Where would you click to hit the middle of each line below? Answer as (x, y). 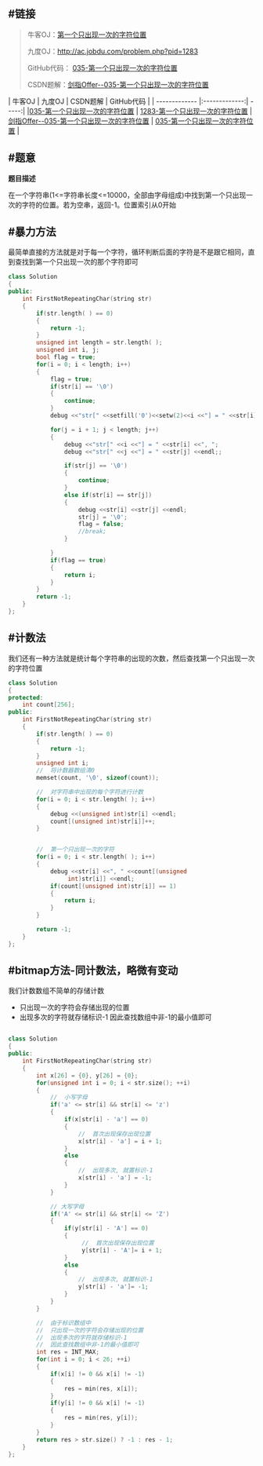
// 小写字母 (69, 1098)
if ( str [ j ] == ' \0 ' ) (95, 466)
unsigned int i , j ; (68, 350)
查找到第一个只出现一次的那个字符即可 (76, 262)
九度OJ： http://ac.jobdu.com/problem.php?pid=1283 (112, 51)
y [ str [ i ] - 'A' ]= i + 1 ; (122, 1250)
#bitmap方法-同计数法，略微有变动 (93, 971)
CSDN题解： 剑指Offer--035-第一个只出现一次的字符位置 (118, 84)
